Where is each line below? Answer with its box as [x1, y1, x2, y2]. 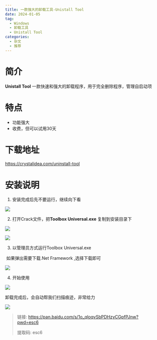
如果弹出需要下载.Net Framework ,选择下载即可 [6, 255, 101, 261]
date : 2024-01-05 [5, 12, 41, 17]
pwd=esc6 [17, 319, 39, 325]
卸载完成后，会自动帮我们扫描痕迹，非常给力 [5, 295, 95, 300]
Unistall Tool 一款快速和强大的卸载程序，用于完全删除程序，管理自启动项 [5, 83, 152, 89]
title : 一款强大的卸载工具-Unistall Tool [5, 7, 84, 12]
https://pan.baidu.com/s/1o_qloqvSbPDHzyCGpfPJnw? [28, 314, 138, 320]
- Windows [9, 21, 29, 26]
